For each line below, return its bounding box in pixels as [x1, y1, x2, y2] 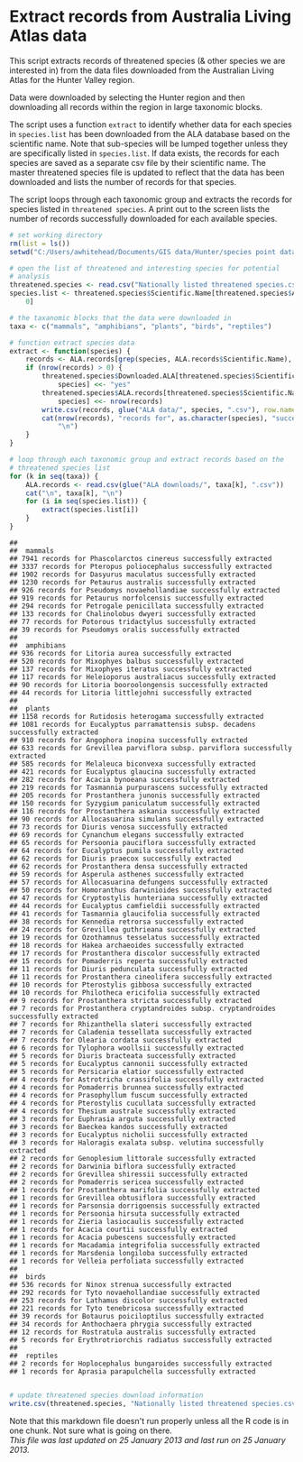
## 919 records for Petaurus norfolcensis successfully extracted [9, 593, 264, 602]
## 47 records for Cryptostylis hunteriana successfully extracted [9, 893, 269, 903]
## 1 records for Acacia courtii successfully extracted [9, 1225, 228, 1234]
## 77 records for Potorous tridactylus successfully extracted [9, 617, 256, 626]
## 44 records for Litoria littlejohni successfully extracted [9, 688, 252, 697]
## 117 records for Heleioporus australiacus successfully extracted [9, 672, 277, 682]
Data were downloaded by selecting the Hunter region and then [9, 92, 245, 103]
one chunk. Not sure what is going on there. [9, 1425, 173, 1436]
